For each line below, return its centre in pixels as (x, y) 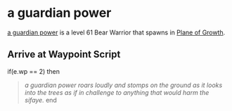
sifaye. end (41, 100)
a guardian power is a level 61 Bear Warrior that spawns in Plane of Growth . (116, 32)
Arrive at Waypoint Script (64, 54)
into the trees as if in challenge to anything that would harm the (117, 92)
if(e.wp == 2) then (34, 71)
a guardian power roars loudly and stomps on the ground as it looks (123, 85)
